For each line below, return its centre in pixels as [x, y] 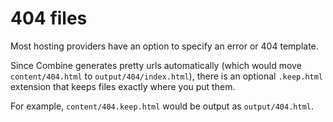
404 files [49, 18]
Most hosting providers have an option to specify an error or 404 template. [164, 46]
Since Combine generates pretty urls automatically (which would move [156, 65]
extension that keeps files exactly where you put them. [123, 86]
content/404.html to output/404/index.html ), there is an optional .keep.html [167, 76]
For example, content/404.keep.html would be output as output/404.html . [162, 106]
